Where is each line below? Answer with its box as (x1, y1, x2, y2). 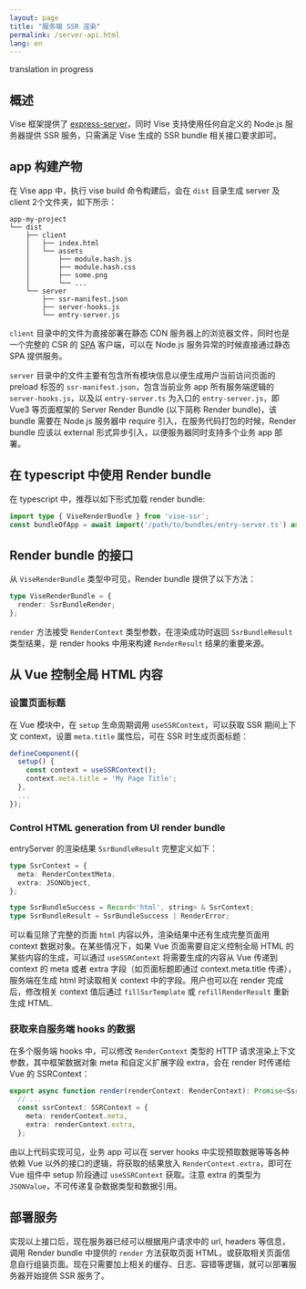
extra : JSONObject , (17, 878, 92, 888)
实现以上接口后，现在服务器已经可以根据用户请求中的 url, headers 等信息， (9, 1235, 291, 1246)
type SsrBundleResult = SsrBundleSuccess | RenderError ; (9, 911, 230, 921)
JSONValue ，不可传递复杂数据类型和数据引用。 (9, 1180, 182, 1191)
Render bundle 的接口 (9, 547, 134, 563)
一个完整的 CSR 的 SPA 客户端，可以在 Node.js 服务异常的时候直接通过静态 (9, 338, 291, 349)
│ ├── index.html (25, 238, 100, 247)
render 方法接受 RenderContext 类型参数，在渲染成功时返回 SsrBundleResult (9, 626, 293, 637)
